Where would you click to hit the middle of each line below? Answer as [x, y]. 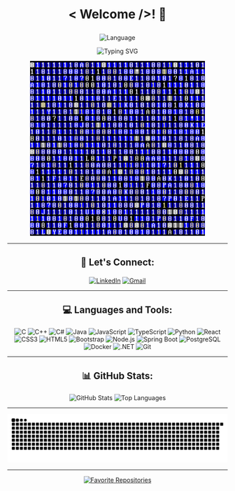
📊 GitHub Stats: [117, 376]
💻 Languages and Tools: [117, 309]
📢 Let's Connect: [117, 262]
